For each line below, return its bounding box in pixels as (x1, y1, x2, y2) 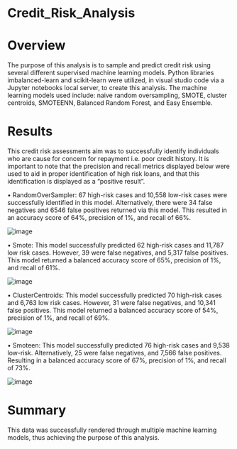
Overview (7, 38, 66, 54)
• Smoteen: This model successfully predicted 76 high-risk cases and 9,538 (7, 341, 231, 350)
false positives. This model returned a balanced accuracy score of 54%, (7, 306, 219, 315)
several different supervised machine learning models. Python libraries (7, 69, 214, 77)
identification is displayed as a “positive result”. (7, 177, 145, 186)
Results (7, 123, 53, 140)
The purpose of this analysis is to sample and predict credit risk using (7, 61, 211, 70)
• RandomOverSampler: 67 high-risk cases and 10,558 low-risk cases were (7, 191, 228, 199)
